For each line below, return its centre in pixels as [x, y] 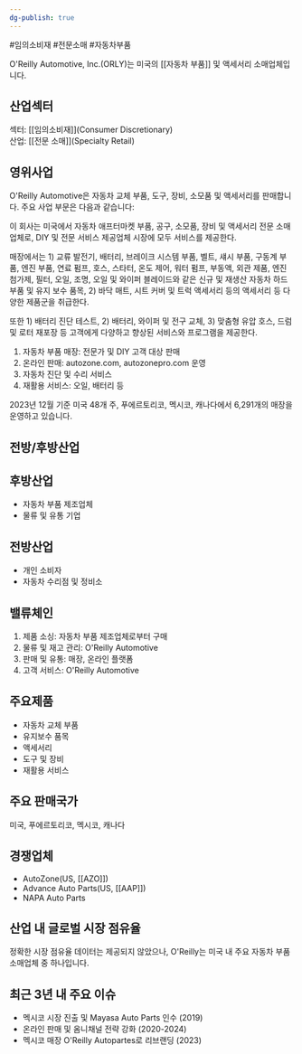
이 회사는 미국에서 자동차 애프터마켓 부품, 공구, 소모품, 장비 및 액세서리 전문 [142, 226]
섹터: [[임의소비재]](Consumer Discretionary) [91, 130]
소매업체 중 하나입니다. [49, 963]
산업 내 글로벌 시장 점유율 [75, 928]
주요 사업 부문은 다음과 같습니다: [78, 207]
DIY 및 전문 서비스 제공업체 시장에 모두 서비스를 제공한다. [136, 238]
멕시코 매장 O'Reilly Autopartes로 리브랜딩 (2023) [112, 1040]
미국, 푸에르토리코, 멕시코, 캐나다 [67, 824]
